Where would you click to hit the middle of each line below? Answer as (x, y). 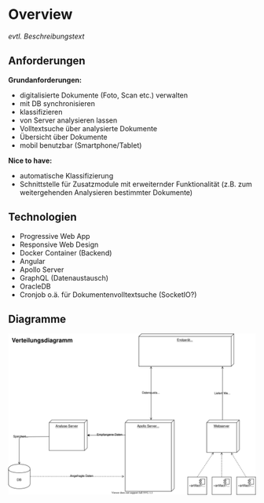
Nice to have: (30, 160)
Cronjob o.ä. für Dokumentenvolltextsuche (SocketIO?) (108, 294)
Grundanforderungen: (45, 79)
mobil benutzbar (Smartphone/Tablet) (81, 145)
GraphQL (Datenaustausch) (64, 277)
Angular (32, 261)
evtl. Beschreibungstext (46, 36)
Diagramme (37, 319)
